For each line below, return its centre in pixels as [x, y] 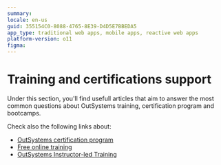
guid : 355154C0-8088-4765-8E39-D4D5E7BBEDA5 [72, 26]
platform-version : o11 [40, 39]
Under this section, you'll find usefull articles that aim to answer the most [111, 98]
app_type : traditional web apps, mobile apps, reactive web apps [103, 33]
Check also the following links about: [59, 126]
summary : [20, 13]
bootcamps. [24, 113]
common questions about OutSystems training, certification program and [111, 106]
